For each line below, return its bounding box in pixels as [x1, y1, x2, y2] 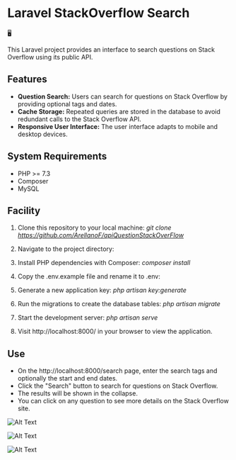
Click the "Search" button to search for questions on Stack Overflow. [17, 381, 218, 391]
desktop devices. [17, 130, 69, 138]
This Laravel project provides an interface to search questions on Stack [7, 45, 216, 54]
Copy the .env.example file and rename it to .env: [17, 272, 160, 281]
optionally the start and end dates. [17, 374, 118, 383]
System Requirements [7, 150, 107, 162]
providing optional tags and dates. [17, 99, 117, 108]
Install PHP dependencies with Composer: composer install [17, 259, 191, 267]
